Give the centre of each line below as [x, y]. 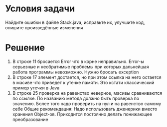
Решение [25, 48]
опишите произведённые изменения [44, 27]
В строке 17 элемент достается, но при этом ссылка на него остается [87, 77]
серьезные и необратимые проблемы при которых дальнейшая [81, 66]
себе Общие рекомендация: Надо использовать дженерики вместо [85, 109]
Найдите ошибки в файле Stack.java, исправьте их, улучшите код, [75, 22]
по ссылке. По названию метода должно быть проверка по [76, 98]
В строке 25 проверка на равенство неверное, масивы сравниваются [87, 93]
